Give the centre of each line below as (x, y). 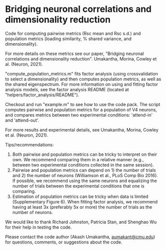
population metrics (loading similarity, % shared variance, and (68, 39)
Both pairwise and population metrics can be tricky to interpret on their (85, 154)
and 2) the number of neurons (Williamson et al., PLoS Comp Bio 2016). (85, 175)
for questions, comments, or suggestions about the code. (64, 242)
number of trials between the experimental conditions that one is (78, 186)
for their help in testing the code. (38, 227)
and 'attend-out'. (22, 120)
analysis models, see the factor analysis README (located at (67, 89)
